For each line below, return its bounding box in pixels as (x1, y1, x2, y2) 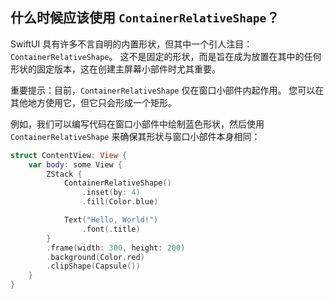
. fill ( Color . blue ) (81, 197, 159, 207)
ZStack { (46, 169, 83, 179)
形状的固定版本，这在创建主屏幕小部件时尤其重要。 (10, 63, 221, 75)
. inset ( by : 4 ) (81, 188, 141, 198)
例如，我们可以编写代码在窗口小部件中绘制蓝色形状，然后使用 (10, 118, 265, 130)
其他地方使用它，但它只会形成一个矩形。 (10, 96, 177, 108)
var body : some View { (28, 159, 123, 170)
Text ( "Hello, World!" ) (63, 215, 159, 225)
